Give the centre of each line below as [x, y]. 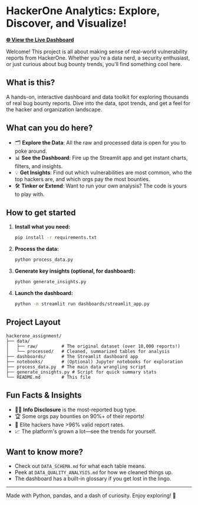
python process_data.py [44, 260]
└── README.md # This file [49, 377]
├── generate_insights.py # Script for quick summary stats [82, 372]
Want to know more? [45, 452]
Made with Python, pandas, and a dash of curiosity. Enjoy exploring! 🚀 [91, 496]
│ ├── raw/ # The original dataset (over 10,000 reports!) [93, 346]
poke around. [31, 151]
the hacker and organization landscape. [54, 109]
